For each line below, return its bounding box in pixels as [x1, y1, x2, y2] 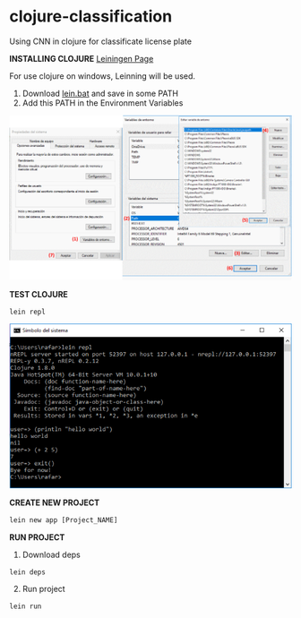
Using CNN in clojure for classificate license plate [9, 36, 193, 47]
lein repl [9, 307, 47, 316]
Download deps [21, 549, 81, 560]
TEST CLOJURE [9, 288, 69, 299]
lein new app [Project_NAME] [9, 515, 118, 525]
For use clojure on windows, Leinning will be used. [9, 70, 195, 82]
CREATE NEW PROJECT [9, 497, 100, 508]
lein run [9, 602, 42, 611]
